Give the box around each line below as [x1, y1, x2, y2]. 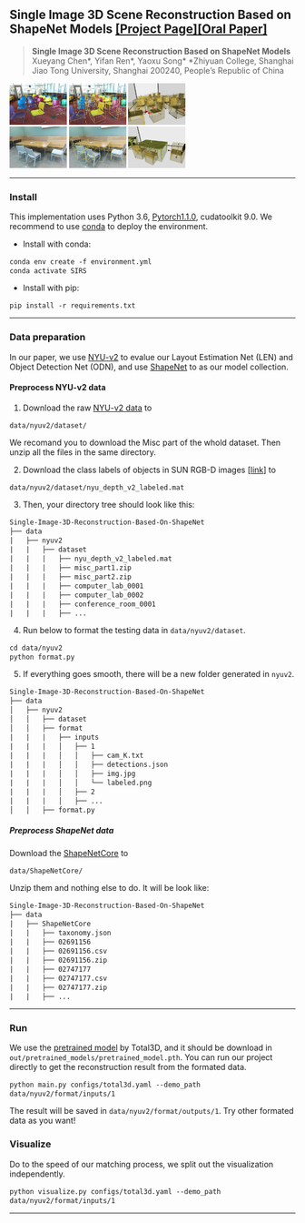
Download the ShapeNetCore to [9, 847, 129, 858]
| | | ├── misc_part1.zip [9, 563, 132, 572]
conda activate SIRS [9, 267, 88, 276]
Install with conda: [22, 238, 92, 249]
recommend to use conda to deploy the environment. [9, 221, 209, 232]
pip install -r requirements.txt [9, 301, 136, 310]
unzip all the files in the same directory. [9, 446, 157, 458]
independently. [9, 1168, 65, 1179]
